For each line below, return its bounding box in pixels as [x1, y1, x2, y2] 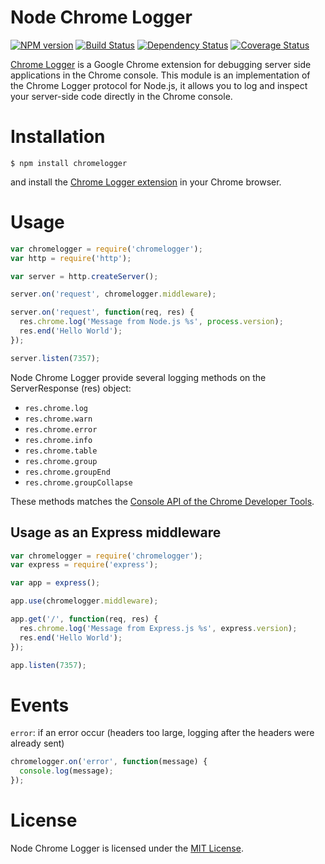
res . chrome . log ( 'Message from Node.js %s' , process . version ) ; [19, 317, 284, 327]
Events [10, 694, 70, 716]
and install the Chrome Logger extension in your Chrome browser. [10, 176, 282, 188]
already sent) [10, 737, 65, 750]
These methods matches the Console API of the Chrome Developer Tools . [10, 495, 315, 507]
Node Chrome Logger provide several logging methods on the [10, 371, 267, 383]
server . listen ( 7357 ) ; [10, 353, 101, 363]
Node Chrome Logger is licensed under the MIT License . [10, 842, 244, 854]
